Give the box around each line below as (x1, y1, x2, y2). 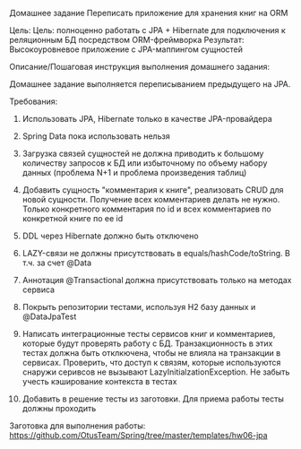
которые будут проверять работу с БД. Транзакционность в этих (21, 338, 273, 349)
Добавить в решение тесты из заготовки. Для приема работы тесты (21, 393, 284, 404)
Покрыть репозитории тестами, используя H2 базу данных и (21, 302, 256, 312)
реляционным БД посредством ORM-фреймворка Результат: (9, 35, 245, 45)
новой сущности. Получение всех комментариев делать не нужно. (21, 194, 280, 204)
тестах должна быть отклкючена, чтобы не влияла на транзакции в (21, 348, 281, 358)
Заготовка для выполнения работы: (9, 420, 146, 431)
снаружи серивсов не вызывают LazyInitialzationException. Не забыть (21, 367, 290, 377)
